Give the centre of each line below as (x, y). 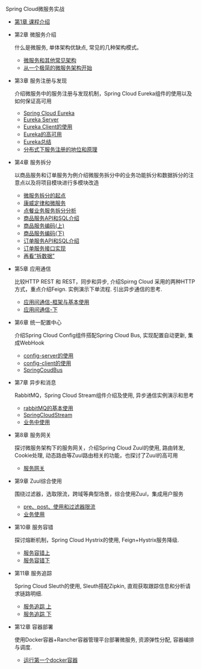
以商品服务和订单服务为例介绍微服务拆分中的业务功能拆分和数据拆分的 (101, 175)
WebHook (32, 343)
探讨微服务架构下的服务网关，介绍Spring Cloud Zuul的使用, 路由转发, (100, 448)
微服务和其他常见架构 (50, 60)
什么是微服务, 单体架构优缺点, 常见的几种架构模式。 (78, 47)
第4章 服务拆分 (33, 162)
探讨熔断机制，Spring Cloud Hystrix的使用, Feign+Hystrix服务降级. (97, 540)
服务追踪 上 (37, 606)
